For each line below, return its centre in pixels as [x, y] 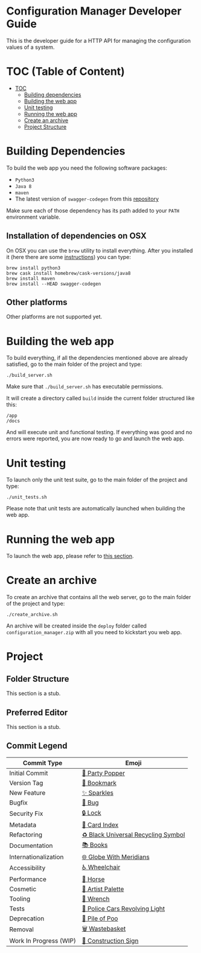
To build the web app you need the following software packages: [87, 168]
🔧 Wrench [96, 899]
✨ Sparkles [97, 792]
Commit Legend [37, 746]
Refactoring [26, 835]
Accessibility [27, 868]
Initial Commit [29, 773]
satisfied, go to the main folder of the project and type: [74, 364]
